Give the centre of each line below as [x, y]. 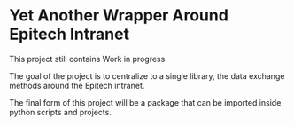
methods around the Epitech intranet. [77, 85]
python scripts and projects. [61, 112]
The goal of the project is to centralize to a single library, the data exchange [147, 75]
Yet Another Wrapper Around [119, 16]
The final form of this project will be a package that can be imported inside [145, 102]
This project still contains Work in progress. [89, 59]
